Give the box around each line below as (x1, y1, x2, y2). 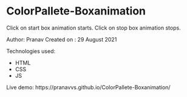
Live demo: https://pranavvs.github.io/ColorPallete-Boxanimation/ (6, 83, 171, 91)
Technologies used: (6, 47, 56, 55)
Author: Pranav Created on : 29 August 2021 (6, 36, 117, 43)
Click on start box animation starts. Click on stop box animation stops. (6, 24, 181, 31)
